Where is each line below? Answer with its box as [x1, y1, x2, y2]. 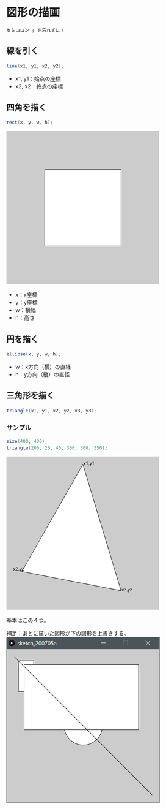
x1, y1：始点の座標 [15, 75, 61, 82]
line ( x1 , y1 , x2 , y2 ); [6, 63, 64, 69]
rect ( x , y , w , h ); [6, 120, 53, 126]
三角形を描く [6, 390, 55, 401]
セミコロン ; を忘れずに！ [6, 27, 65, 34]
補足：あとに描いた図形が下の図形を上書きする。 [6, 629, 129, 637]
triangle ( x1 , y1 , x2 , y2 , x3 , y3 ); [6, 408, 97, 414]
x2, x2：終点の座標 [15, 82, 63, 89]
